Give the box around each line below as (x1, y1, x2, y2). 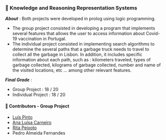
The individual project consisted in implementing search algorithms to (12, 41, 155, 47)
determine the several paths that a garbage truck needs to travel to (12, 47, 150, 52)
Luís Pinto (12, 114, 33, 120)
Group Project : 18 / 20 (12, 87, 58, 93)
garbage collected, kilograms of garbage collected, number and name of (12, 62, 161, 68)
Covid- (146, 31, 160, 37)
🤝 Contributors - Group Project (5, 103, 69, 109)
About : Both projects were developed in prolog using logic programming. (5, 16, 156, 22)
